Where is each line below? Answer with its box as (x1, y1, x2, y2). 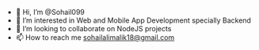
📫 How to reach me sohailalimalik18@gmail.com (15, 33, 175, 42)
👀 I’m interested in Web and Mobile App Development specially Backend (15, 16, 252, 25)
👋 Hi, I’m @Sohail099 (15, 8, 86, 16)
